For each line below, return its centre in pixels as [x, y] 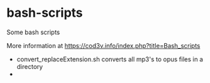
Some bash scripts [33, 32]
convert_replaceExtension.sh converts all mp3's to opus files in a [110, 59]
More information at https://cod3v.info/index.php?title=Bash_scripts [104, 45]
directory [30, 66]
